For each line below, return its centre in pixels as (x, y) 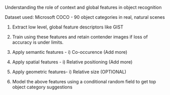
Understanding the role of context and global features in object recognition (83, 7)
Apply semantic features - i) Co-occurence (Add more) (70, 52)
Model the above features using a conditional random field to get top (84, 82)
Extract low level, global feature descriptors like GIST (68, 27)
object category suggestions (42, 87)
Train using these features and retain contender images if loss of (80, 37)
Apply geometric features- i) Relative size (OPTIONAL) (69, 72)
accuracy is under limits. (38, 42)
